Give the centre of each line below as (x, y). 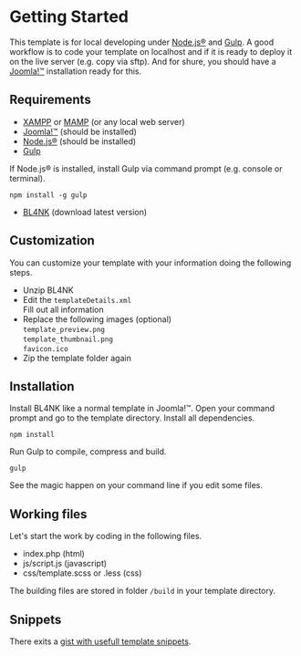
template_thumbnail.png (68, 339)
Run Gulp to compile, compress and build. (88, 452)
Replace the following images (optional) (97, 319)
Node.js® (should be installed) (79, 141)
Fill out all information (63, 309)
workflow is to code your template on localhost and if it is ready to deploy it (151, 51)
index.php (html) (53, 554)
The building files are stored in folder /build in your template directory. (143, 591)
